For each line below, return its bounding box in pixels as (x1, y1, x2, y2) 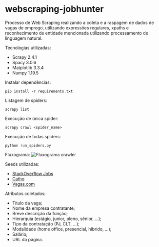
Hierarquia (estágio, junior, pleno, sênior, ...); (12, 216, 101, 222)
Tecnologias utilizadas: (5, 45, 51, 50)
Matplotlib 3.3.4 (12, 65, 44, 71)
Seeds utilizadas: (5, 161, 40, 167)
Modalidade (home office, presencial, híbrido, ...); (12, 226, 112, 232)
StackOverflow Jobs (12, 171, 54, 176)
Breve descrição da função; (12, 210, 68, 216)
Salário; (12, 231, 28, 237)
